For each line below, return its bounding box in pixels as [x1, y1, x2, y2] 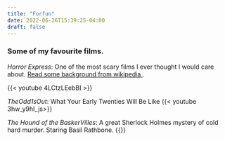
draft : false [7, 23, 46, 30]
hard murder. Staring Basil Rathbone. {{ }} [7, 126, 127, 134]
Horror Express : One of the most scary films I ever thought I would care [7, 62, 214, 71]
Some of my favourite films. [7, 46, 104, 56]
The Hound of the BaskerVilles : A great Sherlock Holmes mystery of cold [7, 118, 219, 126]
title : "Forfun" [7, 10, 55, 18]
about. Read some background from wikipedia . [7, 69, 145, 78]
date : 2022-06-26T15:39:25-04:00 [7, 17, 105, 24]
